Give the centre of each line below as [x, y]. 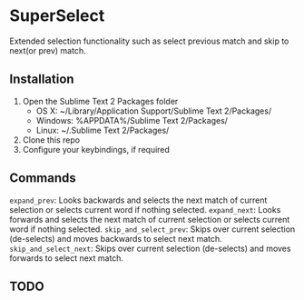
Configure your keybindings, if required [96, 149]
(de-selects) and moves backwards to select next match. [116, 238]
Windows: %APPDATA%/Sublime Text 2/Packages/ [132, 120]
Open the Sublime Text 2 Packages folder [100, 101]
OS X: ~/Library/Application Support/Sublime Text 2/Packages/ [154, 111]
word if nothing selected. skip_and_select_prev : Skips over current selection [152, 229]
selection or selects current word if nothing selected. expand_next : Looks [145, 209]
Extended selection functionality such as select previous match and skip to [149, 41]
